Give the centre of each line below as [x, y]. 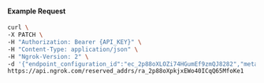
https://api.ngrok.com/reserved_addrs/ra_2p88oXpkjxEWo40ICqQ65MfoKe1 [126, 71]
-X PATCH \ [25, 35]
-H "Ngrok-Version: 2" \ [48, 56]
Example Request [37, 11]
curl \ [18, 27]
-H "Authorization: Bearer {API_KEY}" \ [75, 42]
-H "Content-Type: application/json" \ [73, 49]
